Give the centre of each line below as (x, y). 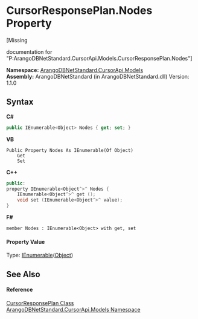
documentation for (29, 51)
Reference (20, 290)
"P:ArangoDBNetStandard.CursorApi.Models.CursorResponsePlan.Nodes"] (99, 58)
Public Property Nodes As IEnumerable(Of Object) (70, 150)
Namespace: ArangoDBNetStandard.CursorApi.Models (75, 70)
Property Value (26, 242)
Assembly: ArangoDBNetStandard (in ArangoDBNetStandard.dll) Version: (98, 76)
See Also (23, 274)
